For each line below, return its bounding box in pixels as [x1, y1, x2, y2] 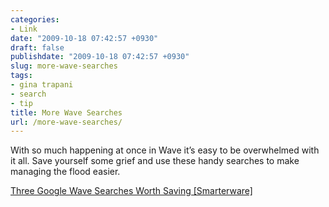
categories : [10, 14, 60, 25]
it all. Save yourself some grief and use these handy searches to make [10, 155, 300, 167]
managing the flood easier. [10, 166, 121, 178]
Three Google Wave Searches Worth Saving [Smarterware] [10, 185, 253, 197]
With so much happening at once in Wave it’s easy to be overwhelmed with [10, 144, 320, 156]
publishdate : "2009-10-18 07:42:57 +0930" [10, 52, 190, 62]
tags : [10, 71, 33, 81]
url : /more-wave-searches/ [10, 117, 123, 127]
